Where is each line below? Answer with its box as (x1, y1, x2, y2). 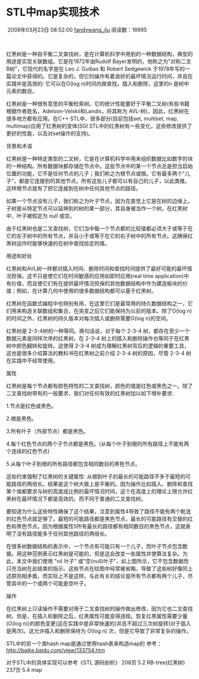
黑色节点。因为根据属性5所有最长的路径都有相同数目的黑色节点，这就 (16, 522, 186, 529)
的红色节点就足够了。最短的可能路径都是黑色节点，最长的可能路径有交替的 (6, 515, 188, 522)
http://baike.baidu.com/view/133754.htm (6, 646, 105, 653)
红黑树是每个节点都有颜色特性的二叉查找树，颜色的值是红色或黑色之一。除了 (6, 382, 193, 389)
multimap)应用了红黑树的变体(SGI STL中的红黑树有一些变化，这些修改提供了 (6, 122, 192, 130)
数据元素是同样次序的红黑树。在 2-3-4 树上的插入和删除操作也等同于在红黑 (6, 334, 190, 342)
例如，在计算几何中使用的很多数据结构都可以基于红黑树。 (16, 287, 157, 294)
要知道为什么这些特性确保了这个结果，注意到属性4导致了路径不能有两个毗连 (6, 507, 191, 514)
